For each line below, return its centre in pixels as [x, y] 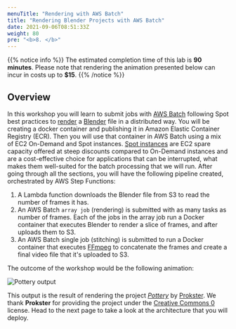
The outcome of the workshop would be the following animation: [101, 268]
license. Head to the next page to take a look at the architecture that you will [118, 310]
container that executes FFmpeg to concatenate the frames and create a [122, 247]
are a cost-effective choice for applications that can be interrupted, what [112, 158]
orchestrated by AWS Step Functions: [61, 181]
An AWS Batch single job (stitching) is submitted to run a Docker [110, 239]
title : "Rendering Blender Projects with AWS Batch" [86, 20]
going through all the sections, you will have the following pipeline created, [115, 174]
